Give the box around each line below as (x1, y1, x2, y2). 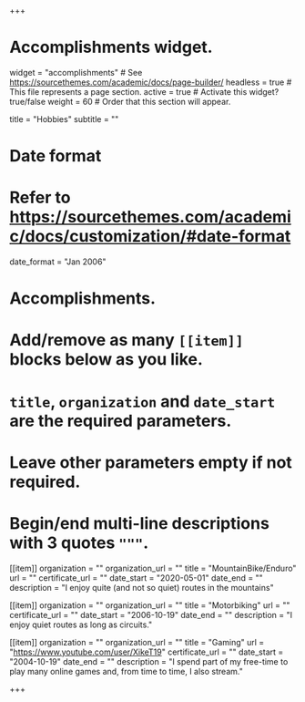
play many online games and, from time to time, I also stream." (9, 666, 243, 676)
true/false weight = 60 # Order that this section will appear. (9, 96, 231, 107)
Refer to (9, 188, 71, 208)
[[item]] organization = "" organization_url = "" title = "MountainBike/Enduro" (9, 563, 297, 573)
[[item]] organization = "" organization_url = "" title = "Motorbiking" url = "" (9, 599, 290, 611)
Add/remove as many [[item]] (9, 330, 244, 351)
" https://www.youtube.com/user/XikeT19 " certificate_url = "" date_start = (9, 646, 284, 657)
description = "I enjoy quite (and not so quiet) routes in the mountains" (9, 582, 275, 593)
